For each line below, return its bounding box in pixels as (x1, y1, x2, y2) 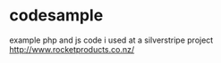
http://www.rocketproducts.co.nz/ (9, 43, 135, 54)
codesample (9, 5, 104, 26)
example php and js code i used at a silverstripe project (9, 35, 214, 45)
